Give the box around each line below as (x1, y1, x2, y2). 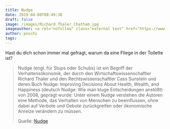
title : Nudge (5, 7, 33, 13)
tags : (5, 36, 17, 41)
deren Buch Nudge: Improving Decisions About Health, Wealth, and (17, 81, 159, 87)
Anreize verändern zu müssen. (17, 108, 82, 114)
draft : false (5, 17, 33, 22)
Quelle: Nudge (17, 118, 48, 124)
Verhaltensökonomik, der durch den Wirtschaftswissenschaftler (17, 70, 152, 76)
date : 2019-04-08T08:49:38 (5, 12, 63, 17)
